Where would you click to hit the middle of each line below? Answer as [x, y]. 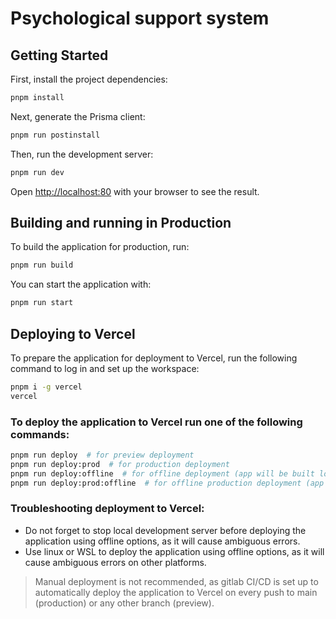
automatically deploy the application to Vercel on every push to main [176, 592]
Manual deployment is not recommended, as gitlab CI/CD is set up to [176, 581]
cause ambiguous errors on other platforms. [115, 562]
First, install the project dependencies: [89, 79]
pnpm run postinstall [55, 135]
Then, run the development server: [82, 154]
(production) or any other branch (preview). [124, 603]
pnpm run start [42, 303]
